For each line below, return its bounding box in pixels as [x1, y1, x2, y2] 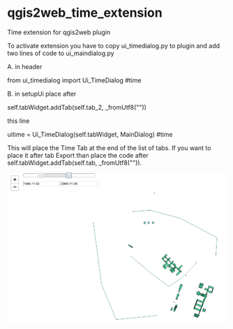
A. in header [7, 62, 43, 71]
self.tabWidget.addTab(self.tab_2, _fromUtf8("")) [7, 103, 146, 111]
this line [7, 117, 30, 125]
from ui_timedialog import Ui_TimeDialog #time [7, 75, 142, 85]
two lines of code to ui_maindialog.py [7, 49, 114, 57]
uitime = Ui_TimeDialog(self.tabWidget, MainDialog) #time [7, 130, 173, 138]
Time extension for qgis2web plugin [7, 28, 111, 36]
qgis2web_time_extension [7, 5, 163, 21]
